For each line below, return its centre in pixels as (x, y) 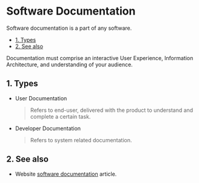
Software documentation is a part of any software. (69, 28)
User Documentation (41, 98)
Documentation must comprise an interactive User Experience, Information (100, 58)
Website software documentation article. (66, 174)
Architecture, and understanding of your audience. (69, 64)
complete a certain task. (60, 116)
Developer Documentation (48, 128)
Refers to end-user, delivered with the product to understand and (112, 110)
